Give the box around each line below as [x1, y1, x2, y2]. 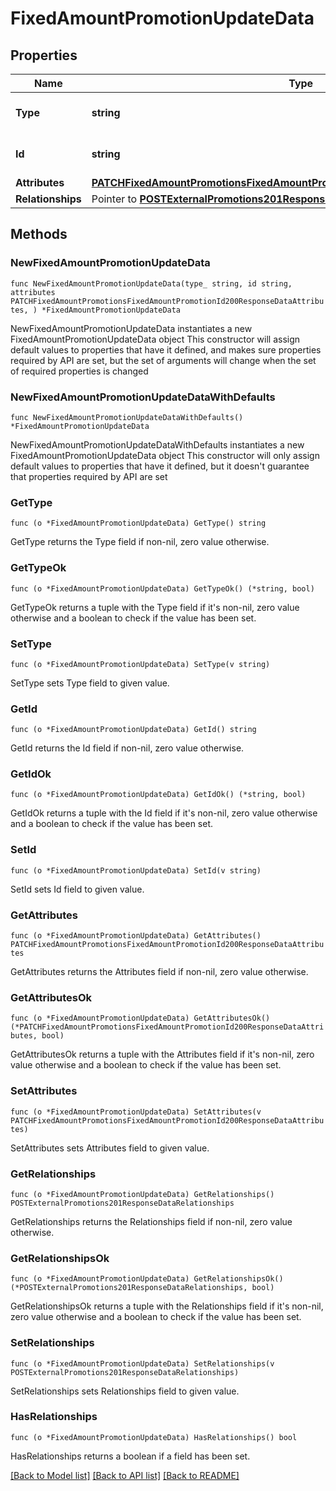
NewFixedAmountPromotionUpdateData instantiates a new [10, 322, 253, 334]
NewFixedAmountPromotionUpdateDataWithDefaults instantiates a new [10, 438, 305, 451]
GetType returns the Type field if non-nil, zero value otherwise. [10, 536, 270, 548]
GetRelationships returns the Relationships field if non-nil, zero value [10, 1215, 293, 1227]
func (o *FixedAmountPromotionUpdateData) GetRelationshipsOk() [10, 1274, 284, 1284]
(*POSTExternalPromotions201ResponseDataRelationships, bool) [10, 1283, 275, 1293]
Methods [10, 226, 68, 243]
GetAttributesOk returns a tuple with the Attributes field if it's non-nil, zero [10, 1048, 315, 1061]
